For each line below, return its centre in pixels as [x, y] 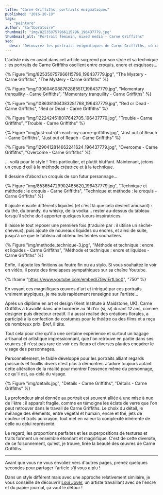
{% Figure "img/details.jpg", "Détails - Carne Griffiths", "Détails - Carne [76, 383]
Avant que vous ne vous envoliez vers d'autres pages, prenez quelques [76, 462]
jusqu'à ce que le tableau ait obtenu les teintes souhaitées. [64, 235]
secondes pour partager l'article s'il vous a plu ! [53, 468]
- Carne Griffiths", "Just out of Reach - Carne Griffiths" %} [63, 138]
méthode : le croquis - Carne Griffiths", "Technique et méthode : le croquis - [81, 191]
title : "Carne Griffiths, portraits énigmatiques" [57, 9]
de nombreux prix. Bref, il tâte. [35, 324]
